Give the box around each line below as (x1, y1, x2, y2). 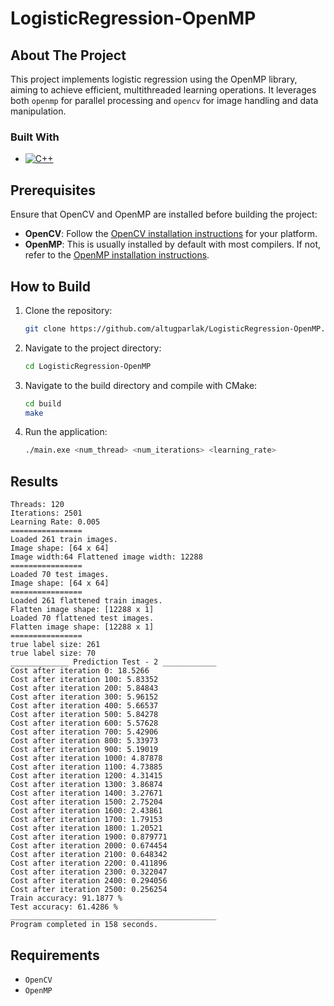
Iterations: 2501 (10, 508, 83, 519)
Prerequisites (10, 182, 96, 199)
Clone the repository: (24, 304, 113, 316)
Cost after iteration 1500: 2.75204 (10, 797, 163, 807)
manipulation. (10, 105, 67, 117)
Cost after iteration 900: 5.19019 (10, 745, 159, 755)
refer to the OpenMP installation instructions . (24, 249, 210, 261)
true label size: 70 (10, 648, 97, 659)
